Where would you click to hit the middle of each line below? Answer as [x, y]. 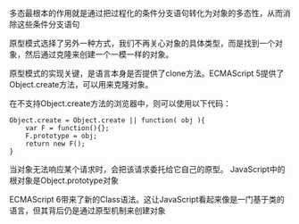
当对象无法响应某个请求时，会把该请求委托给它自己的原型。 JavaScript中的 [147, 169]
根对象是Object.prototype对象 [64, 180]
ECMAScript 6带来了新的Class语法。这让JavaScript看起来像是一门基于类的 [147, 199]
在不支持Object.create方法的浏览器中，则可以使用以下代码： [120, 104]
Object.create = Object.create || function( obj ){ [107, 120]
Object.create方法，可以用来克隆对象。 [81, 84]
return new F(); [56, 144]
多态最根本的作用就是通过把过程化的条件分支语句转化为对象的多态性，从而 [146, 13]
